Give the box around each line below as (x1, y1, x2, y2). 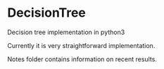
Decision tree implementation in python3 (7, 28, 125, 36)
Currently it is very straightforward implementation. (7, 41, 156, 49)
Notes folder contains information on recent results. (7, 54, 157, 63)
